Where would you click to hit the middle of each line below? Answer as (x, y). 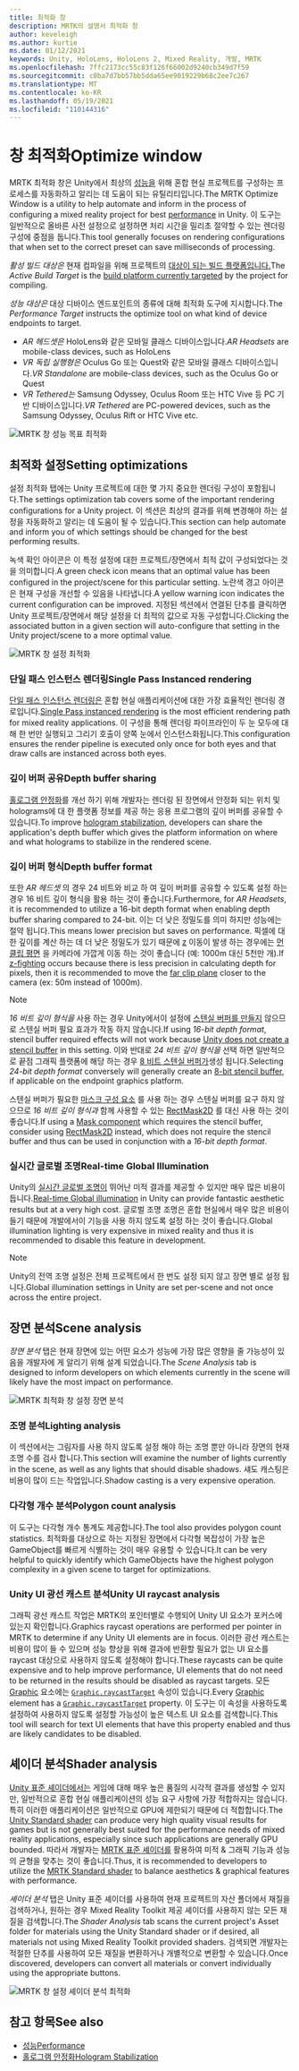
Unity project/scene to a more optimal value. (91, 635)
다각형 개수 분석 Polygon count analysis (93, 1506)
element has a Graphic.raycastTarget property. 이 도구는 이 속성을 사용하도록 (148, 1703)
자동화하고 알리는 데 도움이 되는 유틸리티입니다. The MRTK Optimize (159, 194)
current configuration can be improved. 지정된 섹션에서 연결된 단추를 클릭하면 (148, 604)
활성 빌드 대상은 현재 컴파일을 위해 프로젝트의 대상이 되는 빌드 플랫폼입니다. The (147, 266)
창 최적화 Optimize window (106, 156)
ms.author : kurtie (43, 43)
